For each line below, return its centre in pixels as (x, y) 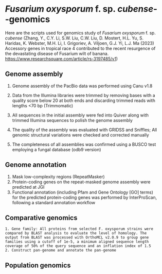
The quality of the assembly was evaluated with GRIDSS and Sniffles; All (84, 130)
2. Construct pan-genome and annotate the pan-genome (61, 250)
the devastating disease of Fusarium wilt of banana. (57, 53)
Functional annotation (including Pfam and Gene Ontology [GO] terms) (82, 192)
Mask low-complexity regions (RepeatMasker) (58, 176)
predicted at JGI (28, 187)
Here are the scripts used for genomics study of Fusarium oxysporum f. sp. (80, 33)
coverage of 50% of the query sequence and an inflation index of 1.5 (78, 246)
